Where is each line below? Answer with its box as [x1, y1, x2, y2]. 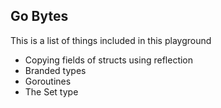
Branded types [24, 64, 87, 76]
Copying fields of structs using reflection [24, 54, 194, 66]
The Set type [24, 85, 79, 98]
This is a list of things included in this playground [10, 34, 212, 46]
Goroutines [24, 75, 72, 87]
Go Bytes [10, 8, 69, 25]
